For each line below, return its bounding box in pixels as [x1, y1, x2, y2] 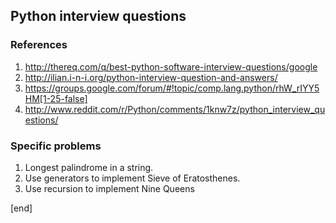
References [10, 38, 68, 52]
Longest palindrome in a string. [24, 161, 154, 173]
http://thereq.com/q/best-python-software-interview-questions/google [24, 60, 318, 73]
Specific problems [10, 139, 102, 153]
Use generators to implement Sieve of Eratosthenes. [24, 172, 241, 184]
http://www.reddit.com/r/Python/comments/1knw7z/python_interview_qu [24, 103, 326, 115]
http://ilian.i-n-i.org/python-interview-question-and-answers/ [24, 71, 278, 83]
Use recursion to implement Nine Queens [24, 182, 195, 194]
